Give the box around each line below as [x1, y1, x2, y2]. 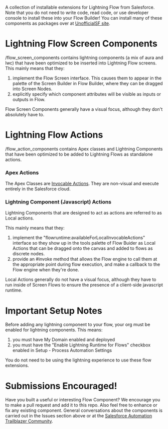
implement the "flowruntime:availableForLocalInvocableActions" [12, 235, 145, 241]
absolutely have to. [5, 111, 45, 117]
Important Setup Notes [5, 305, 102, 316]
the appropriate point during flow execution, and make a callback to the [12, 261, 160, 267]
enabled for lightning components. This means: [5, 327, 103, 333]
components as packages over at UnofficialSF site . [5, 20, 110, 26]
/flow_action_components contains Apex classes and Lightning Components [5, 146, 163, 152]
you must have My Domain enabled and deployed [12, 337, 115, 343]
